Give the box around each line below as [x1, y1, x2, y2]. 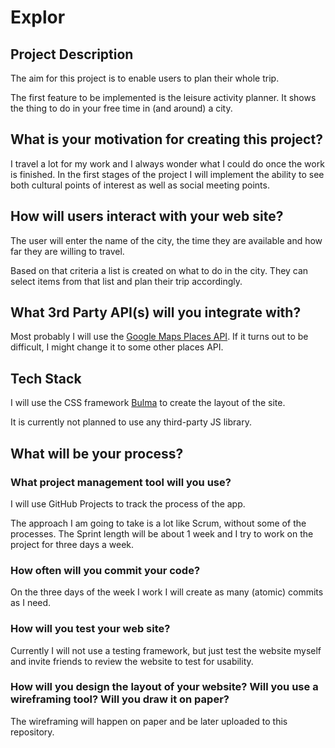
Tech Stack [10, 370, 82, 387]
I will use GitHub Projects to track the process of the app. [10, 497, 246, 510]
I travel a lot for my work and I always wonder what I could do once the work [10, 157, 325, 170]
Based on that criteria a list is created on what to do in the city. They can [10, 264, 309, 276]
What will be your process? [10, 445, 184, 462]
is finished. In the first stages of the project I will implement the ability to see [10, 168, 325, 180]
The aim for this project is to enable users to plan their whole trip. [10, 72, 280, 84]
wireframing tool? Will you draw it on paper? [10, 692, 230, 706]
